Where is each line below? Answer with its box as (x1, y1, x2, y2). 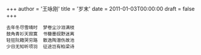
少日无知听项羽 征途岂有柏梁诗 (6, 44, 75, 50)
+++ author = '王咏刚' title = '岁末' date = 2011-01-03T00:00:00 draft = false (6, 5, 195, 12)
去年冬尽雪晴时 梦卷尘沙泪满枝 (6, 25, 75, 30)
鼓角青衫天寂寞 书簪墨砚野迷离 (6, 31, 75, 37)
